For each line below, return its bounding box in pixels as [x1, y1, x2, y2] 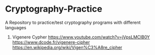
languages [5, 24, 27, 30]
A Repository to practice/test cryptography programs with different [5, 19, 141, 25]
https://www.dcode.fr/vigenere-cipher [12, 39, 90, 45]
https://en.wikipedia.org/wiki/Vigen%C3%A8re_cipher [12, 44, 123, 50]
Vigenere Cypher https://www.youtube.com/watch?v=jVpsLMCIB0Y [12, 34, 150, 40]
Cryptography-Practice [5, 3, 102, 15]
